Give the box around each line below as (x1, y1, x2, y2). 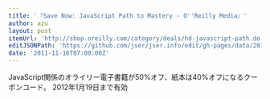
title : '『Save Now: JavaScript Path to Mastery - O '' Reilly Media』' (8, 11, 247, 20)
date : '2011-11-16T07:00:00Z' (8, 49, 110, 57)
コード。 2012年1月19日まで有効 (22, 82, 129, 92)
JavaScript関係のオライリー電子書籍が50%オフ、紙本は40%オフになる (8, 72, 244, 81)
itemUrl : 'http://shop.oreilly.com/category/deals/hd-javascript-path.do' (8, 34, 264, 43)
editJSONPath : (8, 42, 56, 50)
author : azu (8, 19, 48, 27)
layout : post (8, 27, 52, 35)
